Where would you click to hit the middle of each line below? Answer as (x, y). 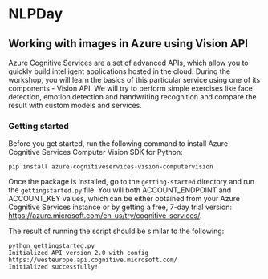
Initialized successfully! (53, 267)
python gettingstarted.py (51, 246)
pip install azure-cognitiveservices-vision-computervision (111, 167)
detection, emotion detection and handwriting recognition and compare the (132, 97)
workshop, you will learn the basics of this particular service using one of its (134, 80)
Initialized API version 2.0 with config (79, 253)
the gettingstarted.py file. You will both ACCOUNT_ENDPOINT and (120, 190)
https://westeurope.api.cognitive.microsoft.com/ (93, 260)
